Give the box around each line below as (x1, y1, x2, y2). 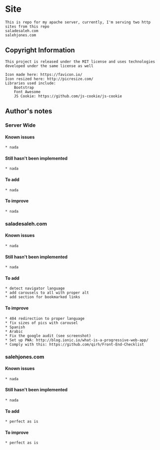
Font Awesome (14, 89, 41, 94)
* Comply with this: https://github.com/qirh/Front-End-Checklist (5, 342, 144, 347)
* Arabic (5, 329, 23, 334)
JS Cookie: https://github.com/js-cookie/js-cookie (14, 94, 122, 99)
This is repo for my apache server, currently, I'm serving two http (5, 20, 151, 25)
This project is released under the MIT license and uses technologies (5, 59, 155, 64)
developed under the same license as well (5, 63, 94, 69)
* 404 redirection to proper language (5, 316, 85, 321)
